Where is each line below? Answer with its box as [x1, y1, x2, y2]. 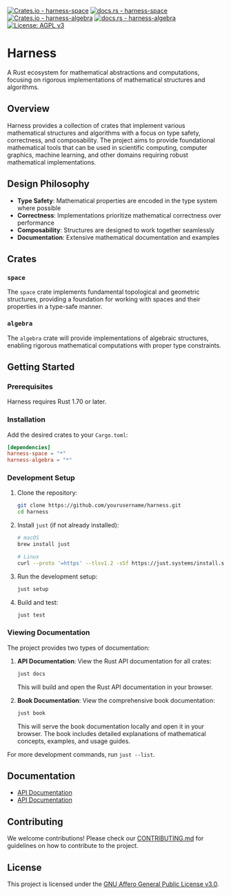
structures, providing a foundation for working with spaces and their [7, 295, 201, 303]
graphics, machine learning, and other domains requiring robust [7, 151, 188, 159]
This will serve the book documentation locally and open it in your [17, 722, 205, 731]
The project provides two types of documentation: [7, 643, 150, 652]
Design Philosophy [7, 178, 90, 190]
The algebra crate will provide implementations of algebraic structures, [7, 334, 209, 342]
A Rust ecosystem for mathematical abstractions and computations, [7, 68, 200, 76]
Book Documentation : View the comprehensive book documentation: [17, 696, 215, 704]
